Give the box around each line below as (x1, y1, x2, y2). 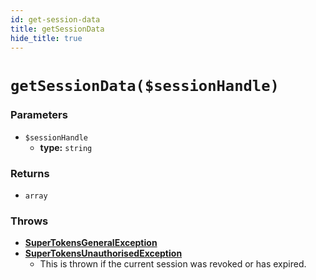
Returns (10, 166, 50, 180)
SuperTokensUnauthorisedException (24, 247, 183, 260)
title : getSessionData (10, 24, 105, 34)
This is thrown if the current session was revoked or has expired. (39, 258, 307, 270)
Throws (10, 214, 49, 228)
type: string (39, 141, 93, 153)
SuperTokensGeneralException (24, 237, 158, 249)
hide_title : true (10, 33, 83, 43)
